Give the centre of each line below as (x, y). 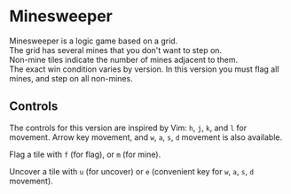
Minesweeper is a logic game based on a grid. (94, 41)
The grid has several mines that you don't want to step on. (116, 50)
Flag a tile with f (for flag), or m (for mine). (85, 154)
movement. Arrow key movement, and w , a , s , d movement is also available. (145, 137)
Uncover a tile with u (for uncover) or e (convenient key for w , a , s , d (132, 171)
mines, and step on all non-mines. (71, 78)
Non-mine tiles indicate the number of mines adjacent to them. (124, 59)
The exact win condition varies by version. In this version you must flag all (144, 69)
